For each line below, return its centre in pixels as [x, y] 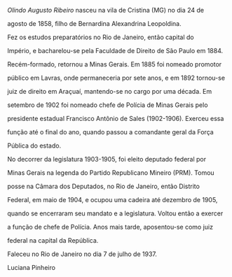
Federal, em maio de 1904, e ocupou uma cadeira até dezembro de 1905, [112, 200]
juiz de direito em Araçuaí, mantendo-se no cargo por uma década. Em [110, 91]
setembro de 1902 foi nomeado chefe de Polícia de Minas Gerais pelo [108, 105]
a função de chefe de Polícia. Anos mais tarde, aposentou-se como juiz [110, 227]
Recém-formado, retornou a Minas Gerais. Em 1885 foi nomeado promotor [115, 64]
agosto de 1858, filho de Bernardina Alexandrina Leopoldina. [94, 23]
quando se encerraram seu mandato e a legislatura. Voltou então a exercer [115, 213]
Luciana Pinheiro [32, 268]
